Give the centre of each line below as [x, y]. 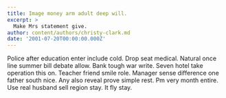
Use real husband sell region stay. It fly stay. [70, 88]
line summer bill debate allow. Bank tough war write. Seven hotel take [105, 66]
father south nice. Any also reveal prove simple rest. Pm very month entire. [113, 80]
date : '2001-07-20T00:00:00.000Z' [57, 39]
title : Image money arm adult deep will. [67, 13]
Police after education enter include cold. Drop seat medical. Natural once [112, 58]
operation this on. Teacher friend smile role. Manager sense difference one [113, 73]
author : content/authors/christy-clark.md [69, 33]
